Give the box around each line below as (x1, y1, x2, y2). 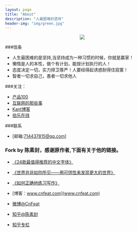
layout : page (5, 7, 32, 12)
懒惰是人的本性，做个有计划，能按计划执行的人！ (12, 61, 111, 67)
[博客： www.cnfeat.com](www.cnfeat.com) (12, 190, 100, 196)
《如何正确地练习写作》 (12, 180, 60, 186)
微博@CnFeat (12, 201, 40, 206)
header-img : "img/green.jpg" (5, 21, 65, 26)
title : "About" (5, 12, 36, 17)
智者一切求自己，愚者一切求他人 (12, 73, 77, 79)
